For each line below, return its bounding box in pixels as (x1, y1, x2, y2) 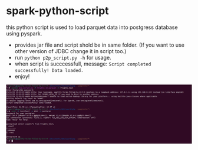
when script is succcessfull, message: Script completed (14, 60, 151, 67)
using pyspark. (6, 30, 42, 37)
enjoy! (14, 73, 30, 80)
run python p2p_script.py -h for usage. (14, 54, 111, 61)
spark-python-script (6, 4, 109, 18)
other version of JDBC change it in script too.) (14, 47, 127, 54)
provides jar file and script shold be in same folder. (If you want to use (14, 41, 184, 48)
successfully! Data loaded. (14, 67, 84, 73)
